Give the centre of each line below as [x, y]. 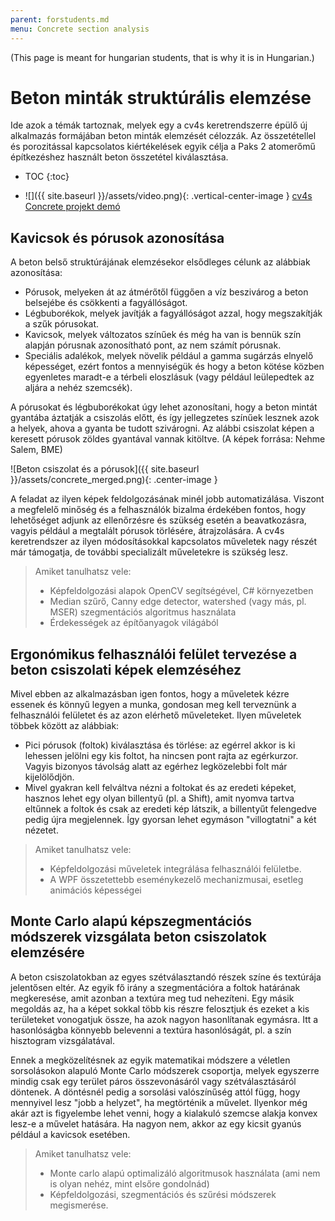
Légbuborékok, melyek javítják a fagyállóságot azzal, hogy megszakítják [173, 313]
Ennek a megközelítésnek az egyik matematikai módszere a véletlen [150, 1060]
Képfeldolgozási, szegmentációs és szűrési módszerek [163, 1194]
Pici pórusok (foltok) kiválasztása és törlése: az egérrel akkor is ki [160, 745]
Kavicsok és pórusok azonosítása [117, 237]
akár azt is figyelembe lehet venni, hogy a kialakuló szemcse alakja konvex [164, 1113]
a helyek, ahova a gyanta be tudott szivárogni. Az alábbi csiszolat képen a [162, 428]
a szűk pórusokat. [62, 324]
